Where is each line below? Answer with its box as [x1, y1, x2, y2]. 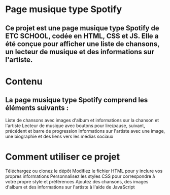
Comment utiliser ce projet [5, 151, 120, 163]
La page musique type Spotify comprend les [5, 96, 148, 104]
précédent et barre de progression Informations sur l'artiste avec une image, [5, 128, 165, 134]
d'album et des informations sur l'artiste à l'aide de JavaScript [5, 184, 135, 190]
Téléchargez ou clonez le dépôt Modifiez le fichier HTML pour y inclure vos [5, 168, 163, 174]
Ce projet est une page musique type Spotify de [5, 24, 159, 32]
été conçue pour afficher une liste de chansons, [5, 40, 160, 48]
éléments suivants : [5, 104, 69, 112]
